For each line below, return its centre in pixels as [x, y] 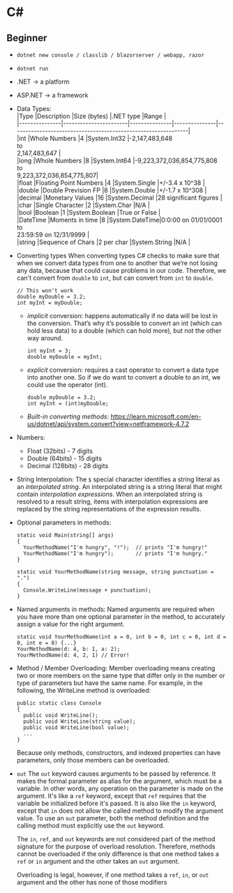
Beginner [27, 38]
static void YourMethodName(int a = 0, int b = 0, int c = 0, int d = [121, 637]
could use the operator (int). [67, 385]
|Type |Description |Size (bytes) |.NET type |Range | [91, 116]
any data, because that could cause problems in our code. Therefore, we [121, 270]
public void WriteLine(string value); [80, 721]
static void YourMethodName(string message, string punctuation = [115, 572]
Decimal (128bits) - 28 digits [68, 466]
